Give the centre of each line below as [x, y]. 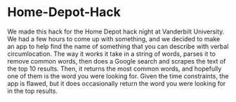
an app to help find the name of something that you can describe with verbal [118, 46]
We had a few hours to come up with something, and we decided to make [114, 38]
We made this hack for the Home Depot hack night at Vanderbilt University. [116, 31]
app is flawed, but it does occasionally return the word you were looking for [117, 83]
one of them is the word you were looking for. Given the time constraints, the [118, 76]
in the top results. [33, 91]
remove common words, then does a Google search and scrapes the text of [117, 61]
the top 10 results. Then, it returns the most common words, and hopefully [114, 68]
